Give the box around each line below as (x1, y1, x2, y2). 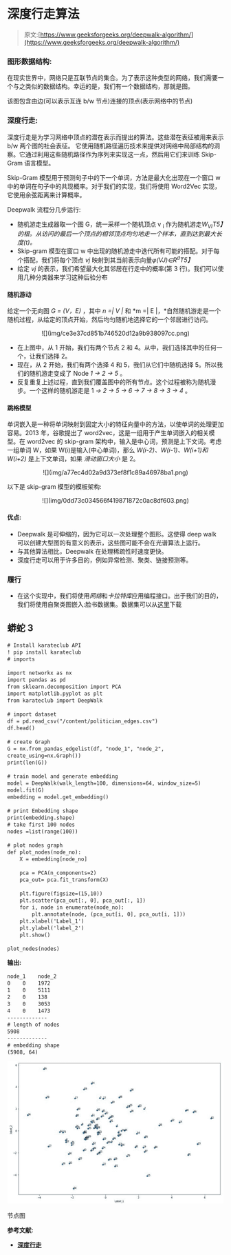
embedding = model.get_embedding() (7, 794, 109, 801)
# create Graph (7, 739, 51, 745)
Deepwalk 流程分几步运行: (7, 205, 81, 214)
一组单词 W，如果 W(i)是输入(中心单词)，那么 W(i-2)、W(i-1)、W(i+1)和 (7, 446, 208, 454)
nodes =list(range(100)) (7, 828, 78, 835)
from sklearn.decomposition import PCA (7, 683, 122, 690)
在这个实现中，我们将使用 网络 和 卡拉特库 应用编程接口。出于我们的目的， (16, 591, 222, 600)
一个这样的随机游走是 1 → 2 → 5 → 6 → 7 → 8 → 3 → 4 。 (29, 387, 191, 395)
